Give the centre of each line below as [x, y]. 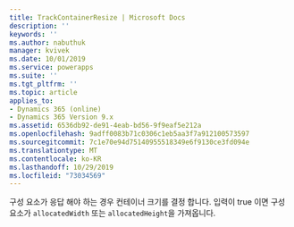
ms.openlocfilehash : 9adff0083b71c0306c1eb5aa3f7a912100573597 [130, 134]
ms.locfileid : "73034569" [57, 175]
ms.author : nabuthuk [48, 42]
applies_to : [31, 101]
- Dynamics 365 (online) [55, 109]
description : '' [39, 26]
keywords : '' [34, 34]
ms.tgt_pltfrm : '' [43, 84]
